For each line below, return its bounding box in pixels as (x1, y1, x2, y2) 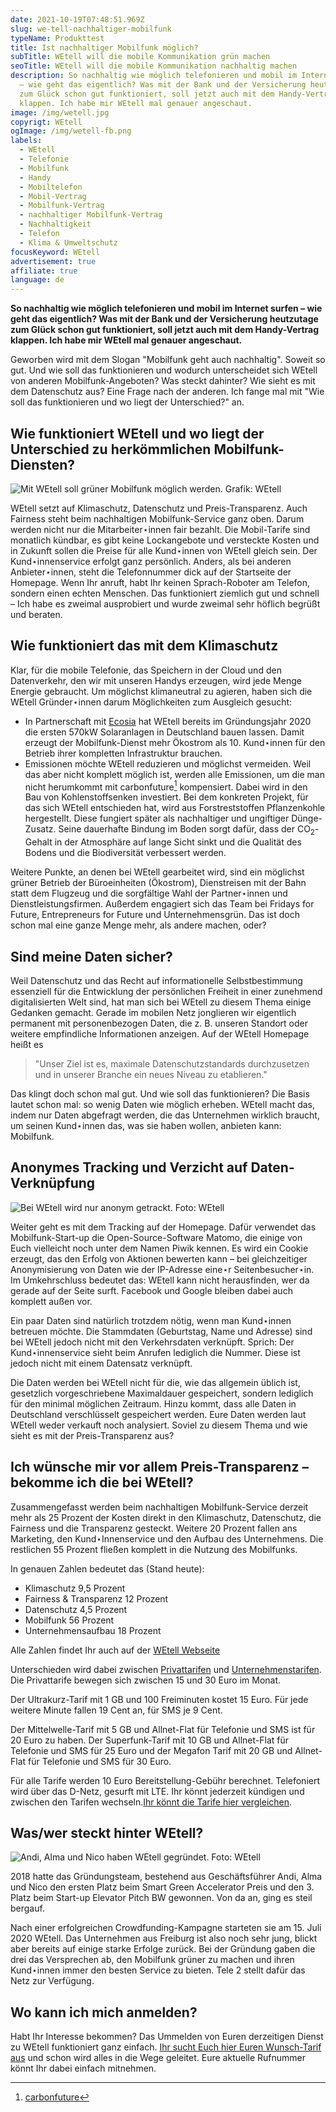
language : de (10, 275, 65, 285)
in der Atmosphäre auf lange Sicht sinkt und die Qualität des (54, 836, 302, 848)
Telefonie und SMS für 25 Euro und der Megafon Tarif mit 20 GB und (10, 1744, 293, 1756)
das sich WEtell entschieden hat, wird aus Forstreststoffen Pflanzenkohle (24, 802, 326, 814)
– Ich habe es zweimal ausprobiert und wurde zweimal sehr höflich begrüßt (10, 597, 321, 610)
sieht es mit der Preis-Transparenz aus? (10, 1429, 175, 1441)
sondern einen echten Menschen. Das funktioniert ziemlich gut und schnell (10, 587, 320, 599)
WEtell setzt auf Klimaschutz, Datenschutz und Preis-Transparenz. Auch (10, 502, 308, 514)
